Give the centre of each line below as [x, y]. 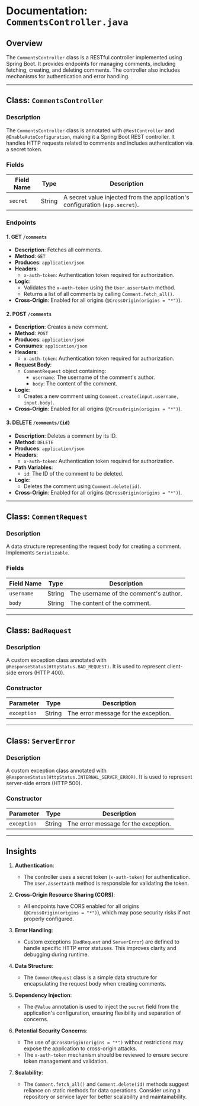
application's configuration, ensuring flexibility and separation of [102, 1013]
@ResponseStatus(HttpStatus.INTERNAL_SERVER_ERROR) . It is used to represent [99, 777]
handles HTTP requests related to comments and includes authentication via [99, 143]
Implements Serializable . [38, 553]
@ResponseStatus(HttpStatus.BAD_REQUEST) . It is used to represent [86, 667]
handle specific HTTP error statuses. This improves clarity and [100, 948]
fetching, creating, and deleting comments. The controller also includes [93, 70]
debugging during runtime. [56, 954]
